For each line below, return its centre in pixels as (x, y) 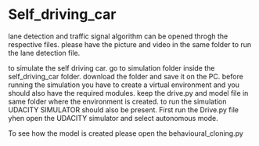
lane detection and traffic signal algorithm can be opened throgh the (118, 36)
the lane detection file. (44, 53)
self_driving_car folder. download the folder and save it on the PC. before (126, 76)
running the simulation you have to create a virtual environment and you (124, 85)
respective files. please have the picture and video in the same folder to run (130, 44)
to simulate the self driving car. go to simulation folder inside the (112, 68)
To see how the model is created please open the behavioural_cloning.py (126, 133)
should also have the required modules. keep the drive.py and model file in (128, 93)
